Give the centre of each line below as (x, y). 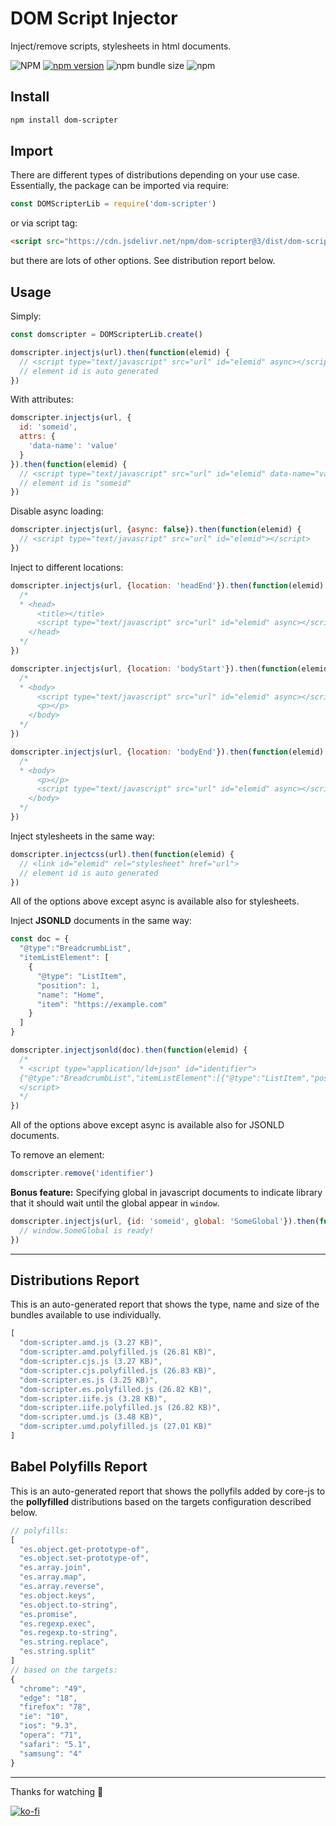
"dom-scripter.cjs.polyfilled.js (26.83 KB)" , (118, 1370)
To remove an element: (57, 1155)
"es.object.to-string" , (68, 1605)
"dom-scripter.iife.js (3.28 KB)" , (93, 1398)
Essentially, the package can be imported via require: (120, 186)
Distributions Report (75, 1280)
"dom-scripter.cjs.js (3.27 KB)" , (91, 1362)
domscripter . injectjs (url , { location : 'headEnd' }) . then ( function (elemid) (167, 585)
